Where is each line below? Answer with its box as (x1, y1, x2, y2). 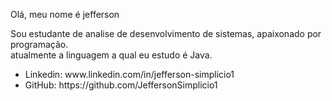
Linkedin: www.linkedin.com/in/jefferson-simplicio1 (24, 69, 235, 80)
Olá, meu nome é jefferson (10, 9, 120, 20)
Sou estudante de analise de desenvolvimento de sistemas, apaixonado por (10, 28, 322, 39)
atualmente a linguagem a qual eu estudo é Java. (10, 49, 213, 61)
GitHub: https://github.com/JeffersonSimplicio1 (24, 79, 218, 91)
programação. (10, 39, 69, 50)
